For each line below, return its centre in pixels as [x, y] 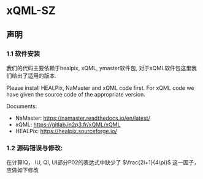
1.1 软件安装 [23, 54]
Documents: [22, 106]
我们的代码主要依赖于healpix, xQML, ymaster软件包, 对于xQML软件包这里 [99, 68]
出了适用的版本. [37, 75]
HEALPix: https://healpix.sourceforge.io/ [66, 131]
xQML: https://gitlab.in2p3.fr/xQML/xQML [68, 124]
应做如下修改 [22, 170]
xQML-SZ [31, 11]
